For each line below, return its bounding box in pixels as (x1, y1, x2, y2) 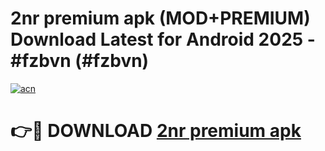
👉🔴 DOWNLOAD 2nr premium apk (10, 120, 302, 142)
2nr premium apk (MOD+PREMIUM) (10, 7, 311, 30)
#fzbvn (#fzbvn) (10, 50, 150, 72)
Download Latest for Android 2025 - (10, 28, 316, 51)
